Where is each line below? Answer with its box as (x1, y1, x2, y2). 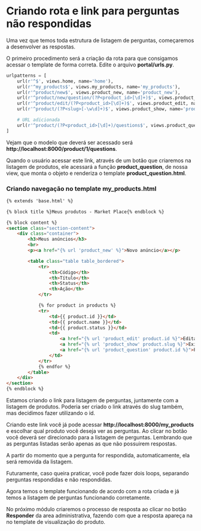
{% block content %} (6, 220, 58, 226)
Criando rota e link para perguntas (6, 4, 179, 18)
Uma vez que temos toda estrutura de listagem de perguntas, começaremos (6, 37, 194, 44)
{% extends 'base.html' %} (6, 198, 74, 204)
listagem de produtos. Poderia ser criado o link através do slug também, (6, 403, 184, 411)
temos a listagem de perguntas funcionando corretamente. (6, 494, 151, 501)
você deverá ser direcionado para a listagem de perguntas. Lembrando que (6, 434, 193, 441)
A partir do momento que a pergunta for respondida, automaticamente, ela (6, 452, 190, 459)
